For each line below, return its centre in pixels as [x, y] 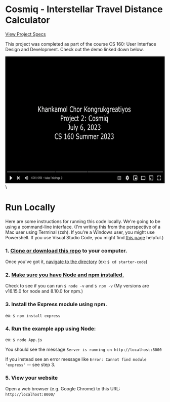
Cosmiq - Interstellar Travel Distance [84, 9]
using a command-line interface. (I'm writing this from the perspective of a [83, 227]
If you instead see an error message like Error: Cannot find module [76, 359]
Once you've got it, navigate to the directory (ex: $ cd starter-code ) [76, 262]
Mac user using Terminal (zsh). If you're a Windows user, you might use [80, 232]
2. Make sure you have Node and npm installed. [65, 275]
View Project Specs [26, 34]
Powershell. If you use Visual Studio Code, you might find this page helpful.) [84, 237]
